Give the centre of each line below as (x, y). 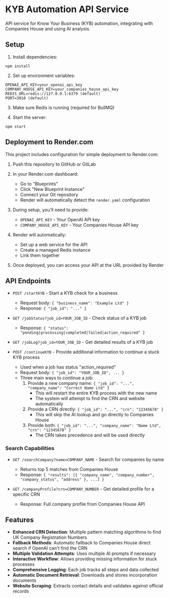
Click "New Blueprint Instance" (52, 189)
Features (19, 520)
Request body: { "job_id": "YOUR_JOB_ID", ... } (72, 373)
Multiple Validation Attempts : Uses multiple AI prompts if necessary (84, 553)
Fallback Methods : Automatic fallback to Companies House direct (81, 543)
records (21, 591)
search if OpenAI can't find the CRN (50, 548)
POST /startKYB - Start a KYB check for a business (65, 293)
